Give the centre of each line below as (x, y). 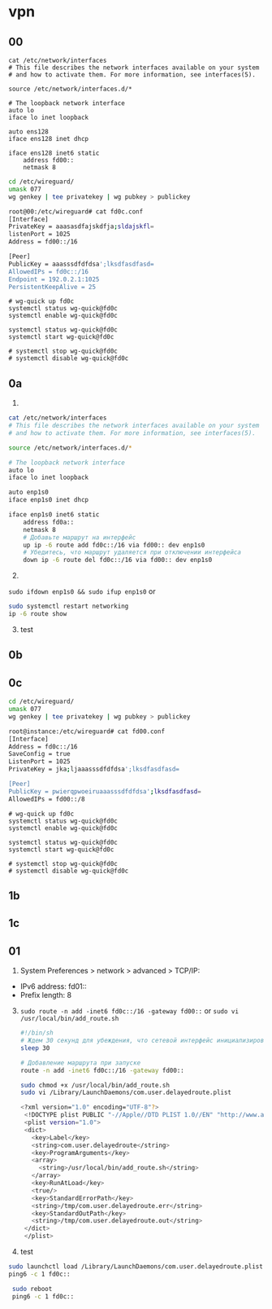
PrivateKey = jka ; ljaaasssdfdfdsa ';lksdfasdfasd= (94, 769)
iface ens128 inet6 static (54, 153)
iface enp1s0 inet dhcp (49, 500)
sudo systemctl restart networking (69, 606)
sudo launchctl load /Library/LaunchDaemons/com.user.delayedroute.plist (136, 1267)
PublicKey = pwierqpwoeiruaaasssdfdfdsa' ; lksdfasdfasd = (105, 791)
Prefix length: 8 (45, 995)
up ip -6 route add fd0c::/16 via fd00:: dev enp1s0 (114, 545)
